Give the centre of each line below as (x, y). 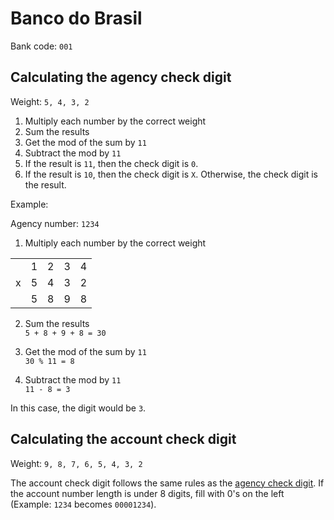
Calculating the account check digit (123, 439)
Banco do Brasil (76, 18)
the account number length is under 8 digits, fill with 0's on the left (147, 493)
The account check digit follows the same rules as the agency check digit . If (167, 483)
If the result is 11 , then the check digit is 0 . (111, 163)
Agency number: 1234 (55, 223)
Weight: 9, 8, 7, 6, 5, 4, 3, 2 (76, 463)
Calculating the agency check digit (121, 77)
